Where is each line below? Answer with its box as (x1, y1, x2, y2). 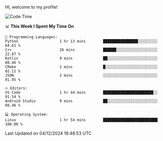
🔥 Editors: (5, 86, 28, 91)
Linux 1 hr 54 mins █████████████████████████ (5, 118, 158, 122)
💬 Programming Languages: (5, 35, 57, 40)
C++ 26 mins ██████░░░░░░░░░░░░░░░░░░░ (5, 47, 158, 52)
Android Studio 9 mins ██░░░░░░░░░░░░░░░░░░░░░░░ (5, 99, 158, 103)
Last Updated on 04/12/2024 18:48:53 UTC (5, 130, 91, 136)
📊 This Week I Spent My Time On (5, 23, 74, 29)
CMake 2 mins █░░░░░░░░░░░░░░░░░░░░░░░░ (5, 64, 158, 69)
